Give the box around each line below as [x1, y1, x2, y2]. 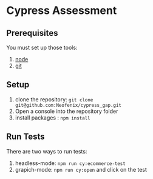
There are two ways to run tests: [6, 147, 87, 155]
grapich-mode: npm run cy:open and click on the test [15, 166, 148, 173]
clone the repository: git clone [15, 95, 93, 103]
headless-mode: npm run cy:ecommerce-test [15, 159, 126, 167]
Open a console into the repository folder [15, 107, 118, 115]
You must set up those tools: [6, 44, 78, 51]
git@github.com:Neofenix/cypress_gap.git [15, 102, 121, 108]
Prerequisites [6, 28, 58, 38]
